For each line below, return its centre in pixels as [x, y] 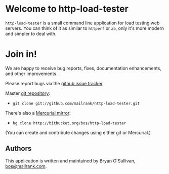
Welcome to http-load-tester [67, 9]
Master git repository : [28, 93]
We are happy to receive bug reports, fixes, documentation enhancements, [83, 68]
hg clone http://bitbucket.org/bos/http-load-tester [69, 123]
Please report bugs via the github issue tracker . [54, 83]
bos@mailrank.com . [26, 166]
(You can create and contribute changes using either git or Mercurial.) [78, 132]
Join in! [21, 54]
